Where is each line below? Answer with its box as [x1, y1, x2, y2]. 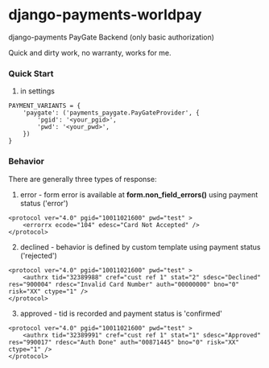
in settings [19, 86, 55, 96]
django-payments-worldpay [8, 6, 203, 24]
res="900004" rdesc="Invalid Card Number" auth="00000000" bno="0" [8, 280, 240, 288]
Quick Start [8, 68, 54, 79]
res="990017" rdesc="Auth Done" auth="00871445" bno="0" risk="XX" [8, 338, 240, 346]
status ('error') [19, 198, 68, 208]
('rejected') [19, 250, 58, 260]
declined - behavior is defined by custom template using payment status [19, 242, 261, 251]
